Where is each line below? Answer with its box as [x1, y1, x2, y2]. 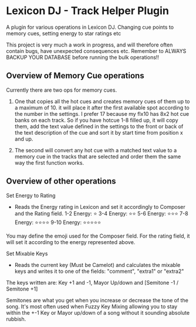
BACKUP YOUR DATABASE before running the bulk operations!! [6, 54, 160, 61]
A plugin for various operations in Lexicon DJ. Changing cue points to [6, 24, 174, 31]
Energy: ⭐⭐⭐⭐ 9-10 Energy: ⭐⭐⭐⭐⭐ [14, 219, 102, 226]
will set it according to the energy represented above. [6, 238, 136, 245]
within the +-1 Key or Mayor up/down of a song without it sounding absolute [6, 309, 190, 316]
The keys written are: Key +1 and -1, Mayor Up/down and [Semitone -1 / [6, 279, 179, 286]
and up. [14, 135, 33, 142]
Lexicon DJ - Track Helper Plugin [6, 4, 169, 18]
